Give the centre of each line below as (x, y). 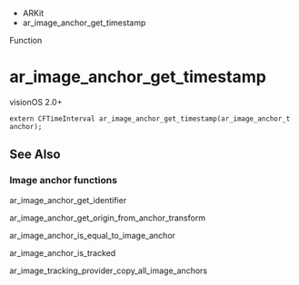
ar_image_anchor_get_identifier (68, 200)
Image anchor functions (64, 181)
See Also (35, 155)
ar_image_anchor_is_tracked (63, 252)
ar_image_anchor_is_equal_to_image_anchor (92, 235)
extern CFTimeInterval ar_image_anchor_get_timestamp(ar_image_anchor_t (150, 118)
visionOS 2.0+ (36, 102)
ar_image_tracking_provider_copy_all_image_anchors (108, 270)
